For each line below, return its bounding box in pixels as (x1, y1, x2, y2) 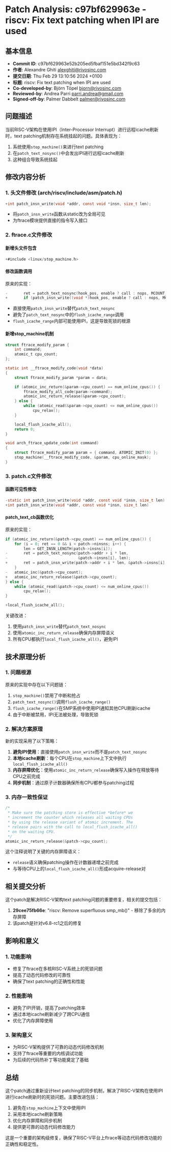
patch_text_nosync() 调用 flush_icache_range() (12, 699, 111, 705)
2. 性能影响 (5, 992, 33, 999)
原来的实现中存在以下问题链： (5, 681, 68, 687)
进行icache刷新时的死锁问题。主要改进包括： (5, 1094, 100, 1100)
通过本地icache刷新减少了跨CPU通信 (12, 1011, 90, 1017)
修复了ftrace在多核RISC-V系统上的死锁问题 (12, 966, 103, 972)
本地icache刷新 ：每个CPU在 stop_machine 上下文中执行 (12, 755, 127, 761)
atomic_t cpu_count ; (14, 352, 58, 357)
